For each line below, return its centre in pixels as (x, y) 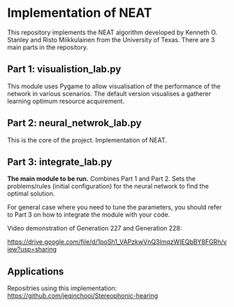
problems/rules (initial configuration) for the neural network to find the (108, 186)
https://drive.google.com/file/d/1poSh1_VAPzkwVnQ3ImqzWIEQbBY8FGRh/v (117, 242)
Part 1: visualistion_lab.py (64, 69)
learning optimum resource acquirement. (66, 101)
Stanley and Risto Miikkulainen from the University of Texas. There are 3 (111, 39)
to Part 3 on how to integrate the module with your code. (89, 214)
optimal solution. (31, 193)
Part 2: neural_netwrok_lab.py (74, 123)
